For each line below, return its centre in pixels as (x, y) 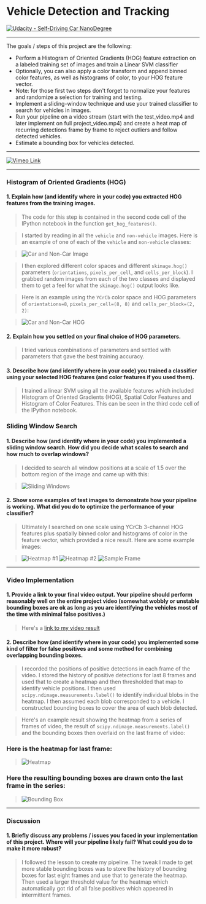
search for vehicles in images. (53, 110)
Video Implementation (40, 580)
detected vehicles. (39, 136)
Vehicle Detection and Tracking (88, 11)
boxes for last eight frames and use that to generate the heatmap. (104, 875)
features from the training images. (51, 203)
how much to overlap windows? (48, 454)
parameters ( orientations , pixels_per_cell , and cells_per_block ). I (107, 272)
